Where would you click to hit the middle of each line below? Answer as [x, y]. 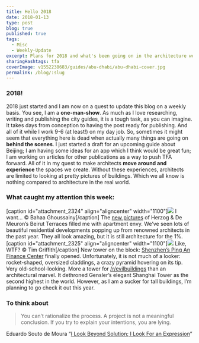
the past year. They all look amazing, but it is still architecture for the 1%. [94, 236]
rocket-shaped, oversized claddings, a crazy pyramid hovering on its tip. [94, 262]
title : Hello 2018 [29, 12]
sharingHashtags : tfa [33, 61]
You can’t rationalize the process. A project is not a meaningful [97, 316]
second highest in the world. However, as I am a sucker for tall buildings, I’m [99, 281]
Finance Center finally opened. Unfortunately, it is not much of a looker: [93, 256]
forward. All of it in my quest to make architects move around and [86, 163]
